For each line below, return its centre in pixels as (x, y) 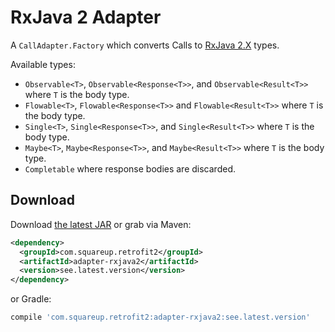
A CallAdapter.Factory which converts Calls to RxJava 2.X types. (145, 45)
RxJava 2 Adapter (86, 17)
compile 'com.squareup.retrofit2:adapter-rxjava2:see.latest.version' (160, 317)
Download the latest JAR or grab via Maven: (101, 224)
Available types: (43, 64)
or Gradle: (31, 299)
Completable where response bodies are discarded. (130, 168)
